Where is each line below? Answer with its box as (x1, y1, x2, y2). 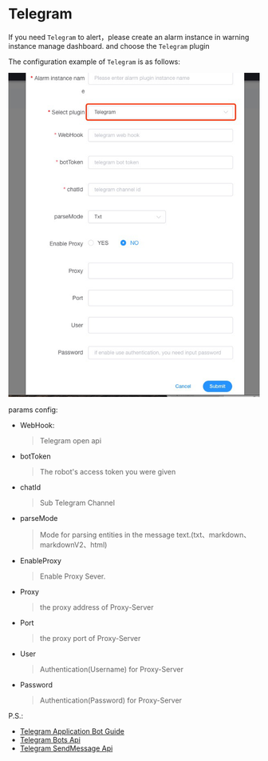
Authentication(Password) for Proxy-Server (39, 695, 182, 705)
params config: (8, 405, 58, 415)
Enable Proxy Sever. (39, 571, 106, 581)
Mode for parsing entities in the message (39, 530, 175, 540)
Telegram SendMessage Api (19, 743, 113, 753)
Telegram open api (39, 436, 102, 446)
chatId (19, 483, 41, 492)
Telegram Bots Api (19, 735, 81, 745)
